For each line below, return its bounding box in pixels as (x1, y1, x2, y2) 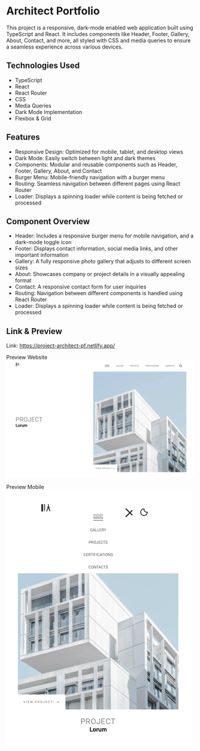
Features (6, 132, 40, 142)
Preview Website (6, 354, 48, 361)
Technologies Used (6, 61, 80, 71)
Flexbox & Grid (14, 115, 51, 122)
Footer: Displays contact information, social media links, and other (14, 245, 178, 253)
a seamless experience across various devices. (6, 43, 123, 50)
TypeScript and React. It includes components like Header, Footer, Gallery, (6, 30, 190, 37)
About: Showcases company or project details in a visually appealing (14, 271, 185, 278)
